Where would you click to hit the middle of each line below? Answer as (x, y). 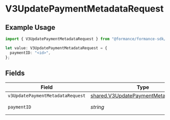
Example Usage (30, 27)
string (97, 107)
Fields (15, 73)
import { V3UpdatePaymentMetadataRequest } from (57, 39)
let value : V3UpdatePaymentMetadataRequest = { (56, 48)
